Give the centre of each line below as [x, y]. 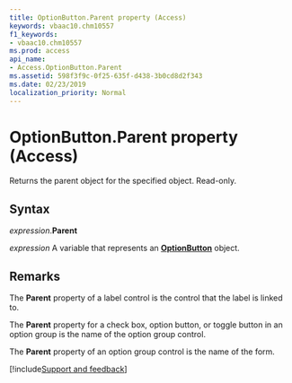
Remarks [35, 276]
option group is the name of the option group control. [108, 335]
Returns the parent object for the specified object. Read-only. [123, 181]
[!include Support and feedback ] [68, 370]
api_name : [28, 59]
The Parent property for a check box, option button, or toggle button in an [146, 325]
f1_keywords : [34, 34]
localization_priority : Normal [68, 92]
